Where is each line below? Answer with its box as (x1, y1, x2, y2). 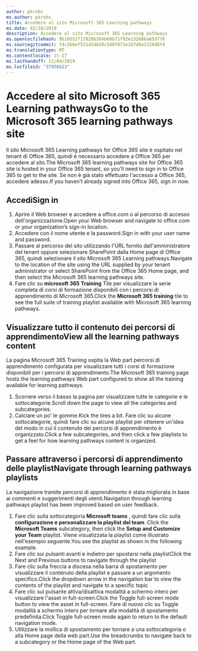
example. (14, 544, 37, 551)
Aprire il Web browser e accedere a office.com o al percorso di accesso (14, 211, 190, 218)
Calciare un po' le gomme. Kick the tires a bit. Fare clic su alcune (14, 412, 171, 419)
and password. (14, 236, 51, 243)
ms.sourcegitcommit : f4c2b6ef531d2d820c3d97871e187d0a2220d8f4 (6, 42, 165, 48)
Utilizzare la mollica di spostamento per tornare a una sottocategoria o (14, 626, 186, 633)
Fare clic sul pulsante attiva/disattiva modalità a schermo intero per (14, 588, 178, 595)
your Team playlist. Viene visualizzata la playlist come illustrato (14, 531, 169, 539)
